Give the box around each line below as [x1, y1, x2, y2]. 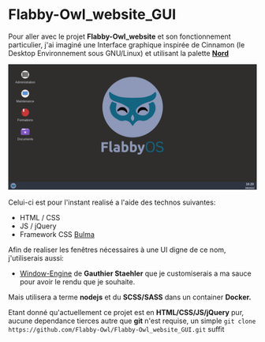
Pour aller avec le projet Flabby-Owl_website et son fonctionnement [8, 32, 231, 41]
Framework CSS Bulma [19, 229, 95, 239]
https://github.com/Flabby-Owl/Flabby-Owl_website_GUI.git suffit [8, 324, 225, 333]
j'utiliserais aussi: [8, 253, 65, 262]
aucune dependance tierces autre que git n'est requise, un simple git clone [8, 316, 256, 325]
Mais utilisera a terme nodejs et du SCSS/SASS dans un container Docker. [8, 292, 252, 302]
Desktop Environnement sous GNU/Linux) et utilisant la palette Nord [8, 48, 230, 58]
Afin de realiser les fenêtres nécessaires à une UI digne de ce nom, [8, 245, 226, 254]
